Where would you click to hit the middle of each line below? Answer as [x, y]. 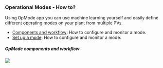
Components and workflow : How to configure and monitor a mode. [79, 33]
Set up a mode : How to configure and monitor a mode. [67, 37]
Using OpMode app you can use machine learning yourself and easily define [82, 18]
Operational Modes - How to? [40, 7]
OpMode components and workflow [42, 49]
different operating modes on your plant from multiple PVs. [64, 23]
